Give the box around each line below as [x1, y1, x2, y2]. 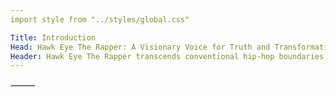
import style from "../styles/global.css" [10, 14, 190, 25]
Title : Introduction [10, 32, 97, 43]
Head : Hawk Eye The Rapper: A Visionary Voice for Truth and [10, 42, 271, 52]
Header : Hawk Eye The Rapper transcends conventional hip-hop [10, 51, 275, 61]
